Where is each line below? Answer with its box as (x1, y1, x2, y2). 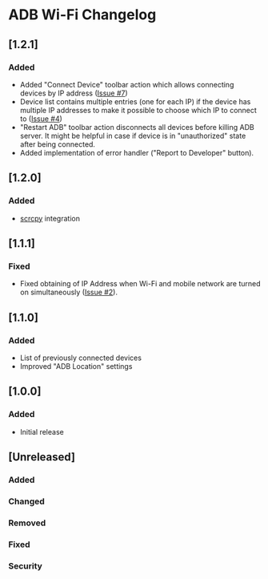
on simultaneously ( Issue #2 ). (19, 287, 118, 298)
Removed (8, 517, 46, 528)
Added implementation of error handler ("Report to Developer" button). (19, 148, 254, 157)
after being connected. (19, 139, 96, 149)
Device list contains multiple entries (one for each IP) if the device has (19, 96, 251, 106)
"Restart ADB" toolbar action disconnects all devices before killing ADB (19, 122, 254, 132)
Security (8, 560, 42, 571)
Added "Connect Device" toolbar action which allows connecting (19, 79, 234, 89)
